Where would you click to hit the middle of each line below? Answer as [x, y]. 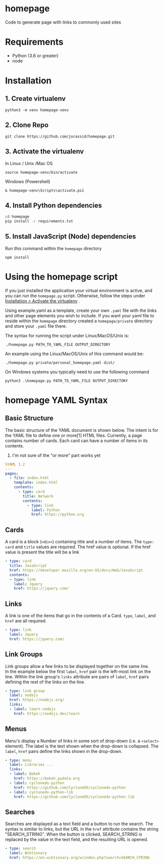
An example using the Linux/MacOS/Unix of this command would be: [74, 354]
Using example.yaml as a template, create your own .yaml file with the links [81, 310]
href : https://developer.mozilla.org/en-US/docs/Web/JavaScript [76, 570]
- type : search [21, 849]
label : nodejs [24, 696]
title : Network [38, 496]
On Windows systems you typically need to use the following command [77, 372]
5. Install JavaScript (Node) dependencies [70, 237]
